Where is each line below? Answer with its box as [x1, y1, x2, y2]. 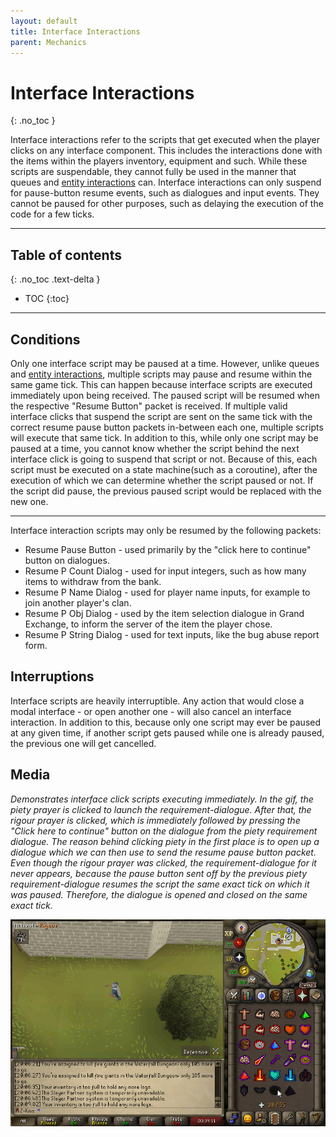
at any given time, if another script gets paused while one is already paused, [10, 726, 325, 739]
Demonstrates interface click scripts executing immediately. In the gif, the [10, 793, 314, 805]
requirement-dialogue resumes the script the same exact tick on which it [10, 878, 310, 890]
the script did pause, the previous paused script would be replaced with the [10, 485, 322, 497]
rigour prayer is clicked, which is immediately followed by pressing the [10, 814, 301, 826]
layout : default [10, 16, 78, 26]
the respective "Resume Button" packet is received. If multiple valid [10, 400, 288, 412]
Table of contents [10, 246, 122, 264]
